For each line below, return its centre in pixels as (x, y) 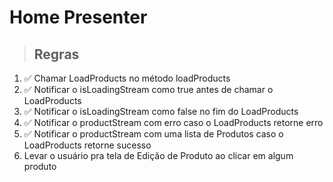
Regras (56, 54)
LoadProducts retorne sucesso (87, 145)
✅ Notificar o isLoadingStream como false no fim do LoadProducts (161, 111)
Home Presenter (78, 17)
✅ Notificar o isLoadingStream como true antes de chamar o (148, 89)
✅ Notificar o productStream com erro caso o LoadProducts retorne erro (173, 122)
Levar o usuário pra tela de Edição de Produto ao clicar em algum (158, 155)
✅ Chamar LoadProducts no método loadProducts (127, 78)
